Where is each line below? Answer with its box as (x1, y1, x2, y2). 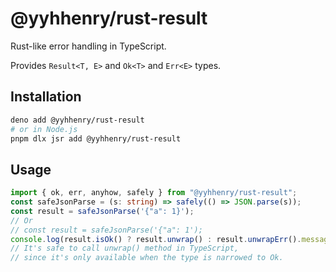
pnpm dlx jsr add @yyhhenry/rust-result (10, 133, 182, 144)
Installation (10, 88, 82, 106)
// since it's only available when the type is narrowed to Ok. (10, 253, 284, 263)
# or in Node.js (10, 124, 78, 134)
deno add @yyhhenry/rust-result (10, 115, 145, 125)
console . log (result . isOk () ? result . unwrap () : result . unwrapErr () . (10, 234, 302, 244)
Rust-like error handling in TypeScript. (10, 40, 167, 52)
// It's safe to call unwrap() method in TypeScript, (10, 243, 240, 254)
